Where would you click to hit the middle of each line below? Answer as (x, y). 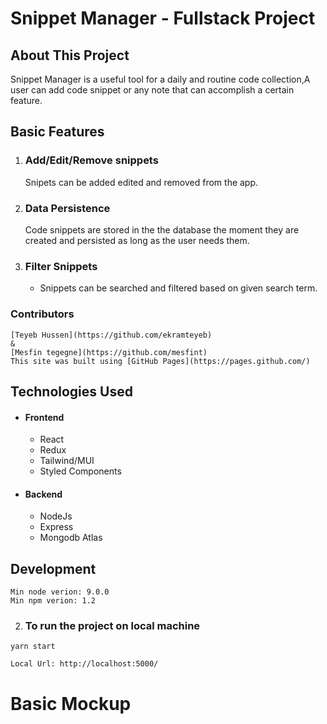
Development (53, 568)
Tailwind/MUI (67, 461)
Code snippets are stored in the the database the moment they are (162, 229)
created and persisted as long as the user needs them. (137, 240)
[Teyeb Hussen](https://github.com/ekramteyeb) (111, 335)
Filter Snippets (61, 266)
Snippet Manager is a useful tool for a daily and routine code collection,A (160, 79)
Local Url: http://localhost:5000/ (84, 664)
